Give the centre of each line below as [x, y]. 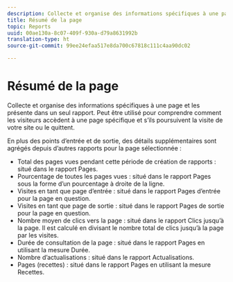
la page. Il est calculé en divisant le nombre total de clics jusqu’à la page [120, 228]
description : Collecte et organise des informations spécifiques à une [113, 14]
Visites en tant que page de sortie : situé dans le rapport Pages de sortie [121, 206]
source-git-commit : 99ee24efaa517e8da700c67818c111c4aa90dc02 [99, 46]
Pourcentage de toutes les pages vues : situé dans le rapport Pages [114, 176]
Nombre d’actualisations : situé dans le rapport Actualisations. [106, 257]
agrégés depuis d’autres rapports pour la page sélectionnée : [94, 148]
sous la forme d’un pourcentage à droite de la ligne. [91, 184]
